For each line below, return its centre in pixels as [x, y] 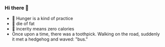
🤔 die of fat [23, 23]
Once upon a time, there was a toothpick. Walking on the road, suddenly [86, 34]
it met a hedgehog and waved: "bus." [50, 39]
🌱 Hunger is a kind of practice [42, 19]
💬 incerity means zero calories [43, 29]
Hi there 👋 [17, 8]
